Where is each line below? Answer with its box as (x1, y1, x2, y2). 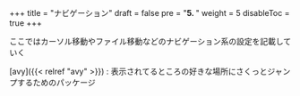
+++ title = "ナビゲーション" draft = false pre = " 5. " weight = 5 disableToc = (9, 8, 290, 18)
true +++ (9, 18, 43, 28)
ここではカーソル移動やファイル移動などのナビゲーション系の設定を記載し (9, 36, 284, 46)
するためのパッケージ (16, 77, 96, 87)
